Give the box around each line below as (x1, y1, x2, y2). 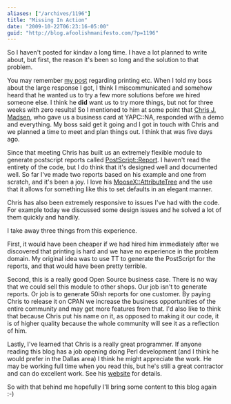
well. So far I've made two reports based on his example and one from (7, 171, 207, 179)
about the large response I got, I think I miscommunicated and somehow (7, 84, 212, 92)
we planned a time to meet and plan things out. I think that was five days (7, 128, 213, 136)
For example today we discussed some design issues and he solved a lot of (7, 206, 222, 214)
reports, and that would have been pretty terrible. (7, 262, 147, 270)
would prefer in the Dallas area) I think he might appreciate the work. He (7, 355, 212, 363)
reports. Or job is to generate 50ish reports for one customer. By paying (7, 290, 211, 298)
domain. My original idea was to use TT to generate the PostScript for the (7, 255, 216, 263)
